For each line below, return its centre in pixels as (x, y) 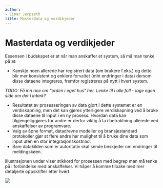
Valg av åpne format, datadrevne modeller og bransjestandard (75, 131)
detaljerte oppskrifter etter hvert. (38, 171)
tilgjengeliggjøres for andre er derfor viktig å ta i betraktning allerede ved (85, 121)
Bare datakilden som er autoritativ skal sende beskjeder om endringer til (84, 147)
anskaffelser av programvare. (42, 126)
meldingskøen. (27, 152)
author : (13, 9)
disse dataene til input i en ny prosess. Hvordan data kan (69, 115)
